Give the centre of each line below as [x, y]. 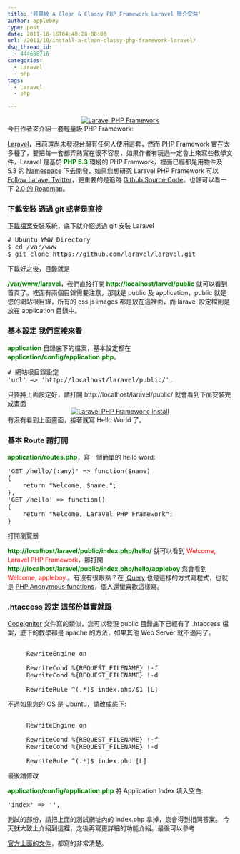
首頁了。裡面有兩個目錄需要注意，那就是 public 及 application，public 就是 [117, 293]
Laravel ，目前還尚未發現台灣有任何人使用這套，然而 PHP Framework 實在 [115, 144]
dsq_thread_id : [30, 47]
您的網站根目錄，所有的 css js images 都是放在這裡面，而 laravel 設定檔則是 [119, 302]
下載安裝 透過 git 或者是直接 [55, 209]
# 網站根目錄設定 [33, 372]
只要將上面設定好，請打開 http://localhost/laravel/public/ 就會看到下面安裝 [116, 394]
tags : [15, 80]
